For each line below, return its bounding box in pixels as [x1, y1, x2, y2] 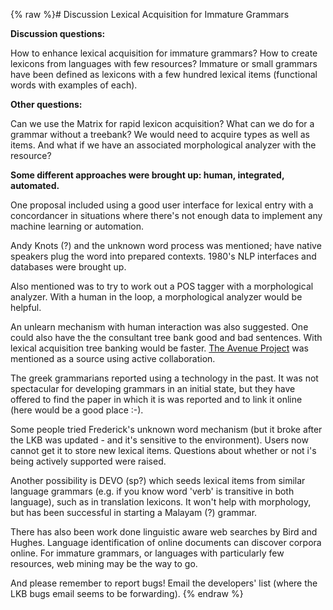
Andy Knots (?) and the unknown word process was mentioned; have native [10, 240, 322, 251]
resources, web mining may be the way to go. [10, 558, 198, 569]
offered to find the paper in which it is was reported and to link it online [10, 394, 303, 405]
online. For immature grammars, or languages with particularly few [10, 547, 285, 559]
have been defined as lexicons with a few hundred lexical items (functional [10, 69, 318, 80]
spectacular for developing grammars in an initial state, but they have [10, 383, 296, 394]
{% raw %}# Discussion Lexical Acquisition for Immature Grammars [10, 9, 290, 20]
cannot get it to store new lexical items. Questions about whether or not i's [10, 445, 317, 456]
